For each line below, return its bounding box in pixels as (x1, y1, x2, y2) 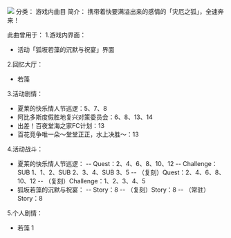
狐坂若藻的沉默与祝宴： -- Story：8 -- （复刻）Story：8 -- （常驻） (17, 185, 210, 194)
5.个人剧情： (7, 209, 43, 217)
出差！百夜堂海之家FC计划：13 (17, 122, 105, 129)
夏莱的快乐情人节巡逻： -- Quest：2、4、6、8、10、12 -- (17, 160, 182, 167)
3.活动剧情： (7, 90, 44, 98)
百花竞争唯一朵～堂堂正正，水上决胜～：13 (17, 130, 140, 138)
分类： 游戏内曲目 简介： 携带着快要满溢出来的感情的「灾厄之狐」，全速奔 (15, 8, 224, 15)
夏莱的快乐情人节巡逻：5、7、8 (17, 104, 107, 112)
